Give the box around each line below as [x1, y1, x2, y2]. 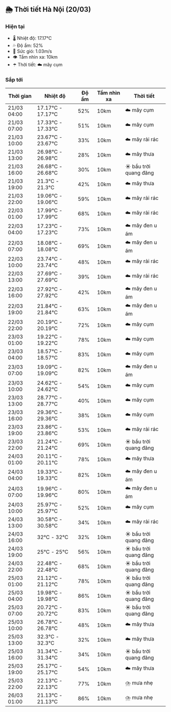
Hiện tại [5, 23, 25, 30]
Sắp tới [5, 76, 23, 83]
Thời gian [8, 92, 32, 99]
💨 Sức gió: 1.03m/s [12, 48, 52, 54]
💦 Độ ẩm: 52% [12, 42, 43, 48]
